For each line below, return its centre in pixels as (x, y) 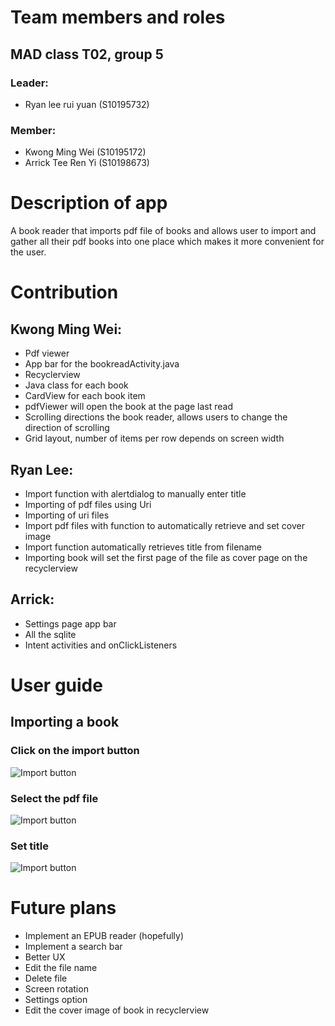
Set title (29, 846)
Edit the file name (61, 968)
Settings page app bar (70, 623)
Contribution (64, 292)
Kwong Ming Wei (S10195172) (85, 152)
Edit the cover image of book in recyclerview (117, 1010)
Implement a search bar (73, 947)
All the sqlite (50, 634)
